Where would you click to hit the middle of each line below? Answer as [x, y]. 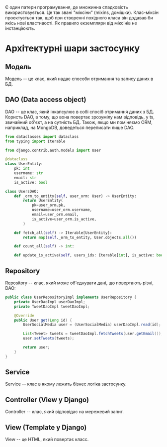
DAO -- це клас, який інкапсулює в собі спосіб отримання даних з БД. [80, 112]
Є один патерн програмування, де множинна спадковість [67, 7]
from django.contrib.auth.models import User [53, 150]
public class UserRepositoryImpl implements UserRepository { [71, 297]
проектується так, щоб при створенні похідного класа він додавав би [79, 18]
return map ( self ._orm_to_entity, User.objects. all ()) [80, 237]
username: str [29, 173]
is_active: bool [31, 182]
